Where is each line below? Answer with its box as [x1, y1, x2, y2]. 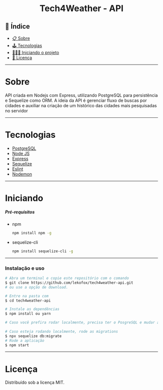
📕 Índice [5, 22, 30, 31]
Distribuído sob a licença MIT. [5, 379, 65, 386]
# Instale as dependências [5, 307, 60, 312]
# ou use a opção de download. [5, 285, 68, 290]
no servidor [5, 108, 28, 114]
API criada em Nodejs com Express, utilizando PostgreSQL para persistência [5, 92, 158, 98]
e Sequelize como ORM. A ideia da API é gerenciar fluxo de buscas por [5, 97, 147, 103]
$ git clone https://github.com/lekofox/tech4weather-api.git [5, 280, 133, 285]
